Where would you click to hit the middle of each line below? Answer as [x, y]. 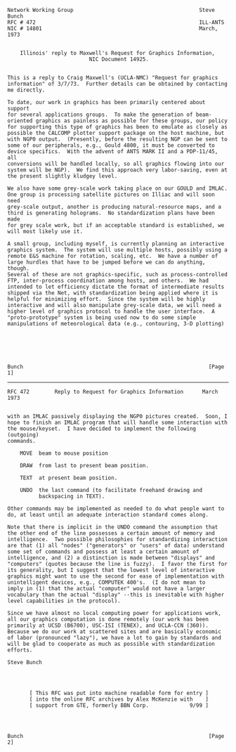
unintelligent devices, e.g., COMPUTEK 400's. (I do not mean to [106, 583]
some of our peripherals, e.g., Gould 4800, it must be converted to [111, 145]
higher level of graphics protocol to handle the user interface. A [111, 311]
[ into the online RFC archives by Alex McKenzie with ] [119, 699]
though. [19, 268]
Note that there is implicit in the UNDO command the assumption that [113, 527]
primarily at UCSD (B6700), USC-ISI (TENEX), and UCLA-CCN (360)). [108, 625]
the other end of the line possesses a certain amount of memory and [111, 533]
